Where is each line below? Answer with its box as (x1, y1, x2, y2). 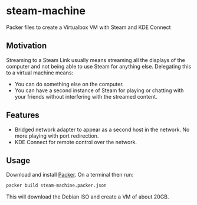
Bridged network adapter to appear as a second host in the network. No (14, 126, 190, 133)
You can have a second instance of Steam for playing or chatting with (14, 87, 184, 94)
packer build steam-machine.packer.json (6, 183, 107, 188)
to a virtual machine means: (6, 69, 74, 76)
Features (6, 110, 40, 121)
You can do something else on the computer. (14, 80, 124, 87)
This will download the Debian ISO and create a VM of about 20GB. (6, 193, 169, 200)
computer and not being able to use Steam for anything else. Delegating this (6, 63, 192, 70)
